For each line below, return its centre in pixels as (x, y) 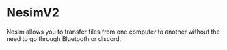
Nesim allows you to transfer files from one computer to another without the (113, 32)
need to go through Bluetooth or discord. (64, 38)
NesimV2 (33, 13)
